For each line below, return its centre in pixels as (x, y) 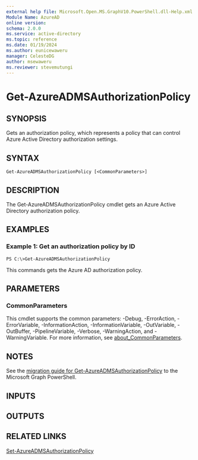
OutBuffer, (19, 331)
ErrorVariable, (23, 325)
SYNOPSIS (26, 118)
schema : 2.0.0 (24, 28)
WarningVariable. (27, 338)
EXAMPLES (28, 229)
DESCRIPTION (33, 190)
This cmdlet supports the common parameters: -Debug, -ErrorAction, (91, 319)
